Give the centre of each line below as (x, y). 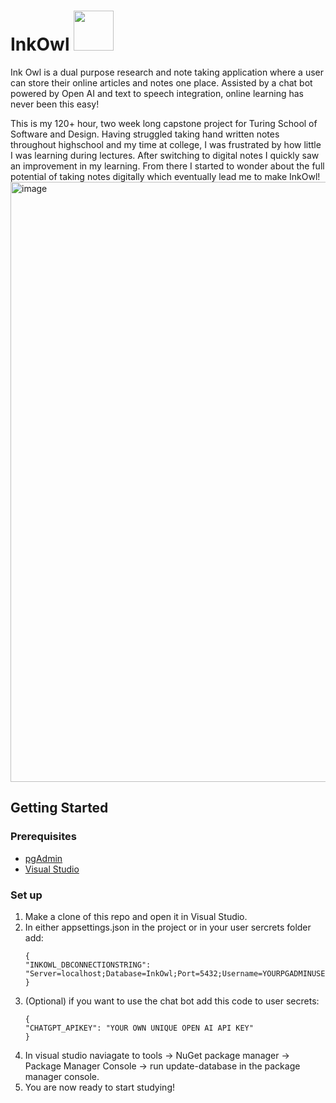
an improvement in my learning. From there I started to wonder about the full (167, 166)
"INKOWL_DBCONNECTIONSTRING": (88, 965)
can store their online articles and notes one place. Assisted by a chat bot (161, 82)
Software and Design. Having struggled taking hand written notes (145, 134)
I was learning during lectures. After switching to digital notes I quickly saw (165, 155)
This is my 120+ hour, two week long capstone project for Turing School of (164, 123)
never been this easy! (55, 104)
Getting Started (59, 808)
